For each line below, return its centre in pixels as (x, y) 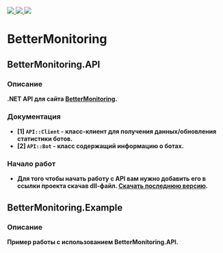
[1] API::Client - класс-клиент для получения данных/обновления (117, 132)
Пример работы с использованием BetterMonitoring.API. (93, 242)
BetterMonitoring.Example (65, 207)
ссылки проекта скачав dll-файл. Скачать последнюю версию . (113, 186)
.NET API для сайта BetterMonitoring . (62, 99)
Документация (34, 117)
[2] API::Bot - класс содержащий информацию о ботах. (100, 146)
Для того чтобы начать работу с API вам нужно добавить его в (112, 179)
